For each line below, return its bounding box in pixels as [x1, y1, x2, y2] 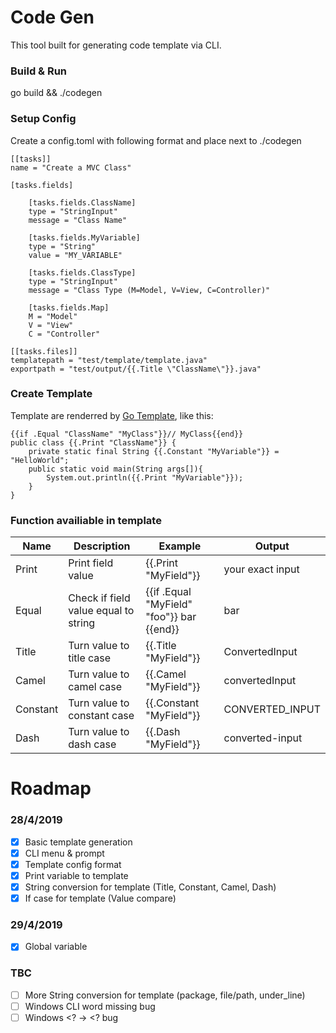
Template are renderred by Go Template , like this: [10, 409, 214, 421]
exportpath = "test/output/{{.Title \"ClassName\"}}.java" [10, 364, 262, 374]
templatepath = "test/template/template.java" [10, 355, 208, 365]
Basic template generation [24, 836, 133, 848]
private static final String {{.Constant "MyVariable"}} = [28, 446, 280, 456]
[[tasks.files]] [10, 346, 78, 356]
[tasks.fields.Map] [28, 302, 110, 313]
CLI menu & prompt [24, 847, 105, 859]
